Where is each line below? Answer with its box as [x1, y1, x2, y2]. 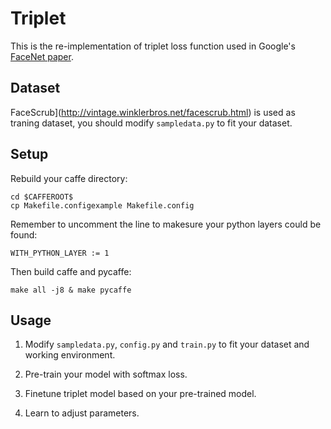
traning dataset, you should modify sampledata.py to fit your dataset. [10, 117, 293, 129]
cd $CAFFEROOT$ [10, 192, 74, 202]
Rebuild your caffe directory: [10, 172, 128, 184]
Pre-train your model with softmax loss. [24, 368, 188, 381]
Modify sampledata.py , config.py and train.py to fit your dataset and [24, 338, 310, 351]
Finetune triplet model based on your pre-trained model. [24, 388, 257, 400]
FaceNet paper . [10, 50, 74, 62]
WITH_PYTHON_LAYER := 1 [10, 248, 110, 258]
